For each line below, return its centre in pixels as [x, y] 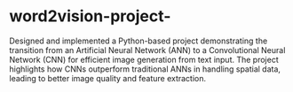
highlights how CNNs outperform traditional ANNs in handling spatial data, [145, 69]
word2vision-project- [90, 16]
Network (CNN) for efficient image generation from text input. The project [144, 59]
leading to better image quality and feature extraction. [108, 78]
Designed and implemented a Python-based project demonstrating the [139, 41]
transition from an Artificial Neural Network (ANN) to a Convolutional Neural [147, 50]
